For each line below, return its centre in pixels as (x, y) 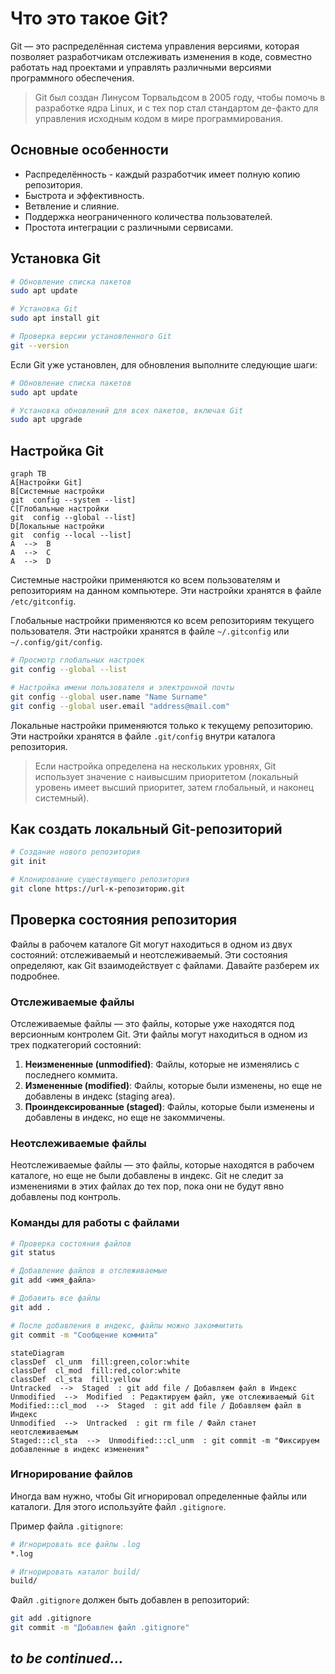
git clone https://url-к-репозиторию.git (98, 888)
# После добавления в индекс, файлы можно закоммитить (127, 1325)
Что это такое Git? (89, 18)
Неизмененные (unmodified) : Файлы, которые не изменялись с (162, 1064)
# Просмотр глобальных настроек (77, 660)
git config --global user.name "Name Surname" (109, 697)
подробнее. (35, 976)
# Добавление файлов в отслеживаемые (89, 1271)
